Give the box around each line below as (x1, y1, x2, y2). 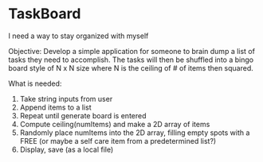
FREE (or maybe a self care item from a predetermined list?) (19, 136, 217, 145)
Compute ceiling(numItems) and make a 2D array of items (19, 119, 210, 129)
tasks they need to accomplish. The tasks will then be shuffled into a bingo (8, 55, 253, 64)
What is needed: (8, 79, 62, 88)
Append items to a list (19, 102, 92, 112)
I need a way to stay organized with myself (8, 31, 149, 40)
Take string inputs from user (19, 94, 113, 103)
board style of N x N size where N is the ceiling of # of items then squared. (8, 63, 253, 72)
